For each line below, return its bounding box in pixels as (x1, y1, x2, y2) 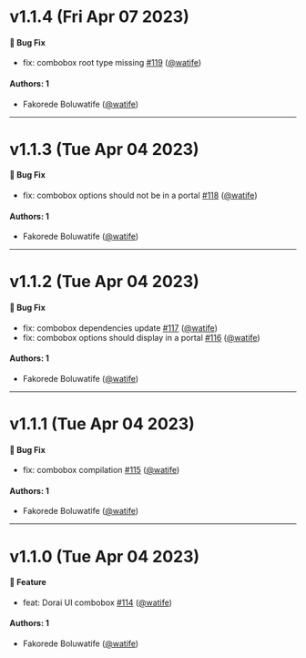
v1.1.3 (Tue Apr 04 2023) (9, 139, 199, 159)
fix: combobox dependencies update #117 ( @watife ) (22, 322, 219, 334)
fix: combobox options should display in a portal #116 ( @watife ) (22, 332, 261, 343)
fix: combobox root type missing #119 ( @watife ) (22, 57, 202, 68)
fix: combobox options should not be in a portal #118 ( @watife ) (22, 190, 258, 200)
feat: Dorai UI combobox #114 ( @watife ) (22, 597, 173, 608)
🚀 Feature (9, 577, 47, 588)
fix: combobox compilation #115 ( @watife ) (22, 465, 180, 476)
